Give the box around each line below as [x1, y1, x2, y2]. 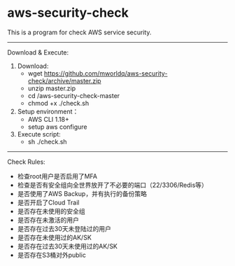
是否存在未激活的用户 [17, 216, 79, 224]
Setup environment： [17, 107, 79, 115]
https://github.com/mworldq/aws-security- [44, 69, 168, 78]
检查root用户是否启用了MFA [17, 171, 98, 180]
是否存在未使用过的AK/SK [17, 233, 92, 241]
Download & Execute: [7, 48, 69, 57]
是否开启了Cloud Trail [17, 198, 80, 206]
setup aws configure [27, 122, 87, 131]
